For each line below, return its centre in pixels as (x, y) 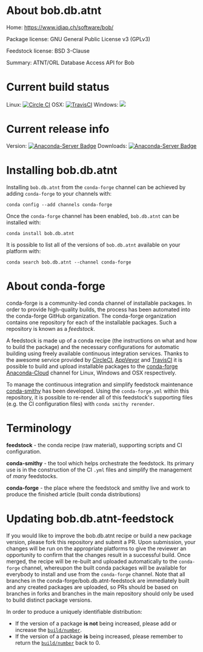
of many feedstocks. (32, 476)
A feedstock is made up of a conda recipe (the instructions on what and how (102, 341)
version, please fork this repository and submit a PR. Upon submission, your (101, 542)
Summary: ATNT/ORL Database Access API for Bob (70, 62)
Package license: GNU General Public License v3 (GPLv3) (78, 39)
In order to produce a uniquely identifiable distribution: (74, 611)
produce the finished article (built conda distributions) (74, 494)
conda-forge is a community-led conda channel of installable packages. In (99, 303)
